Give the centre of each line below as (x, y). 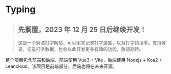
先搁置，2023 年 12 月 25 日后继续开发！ (82, 29)
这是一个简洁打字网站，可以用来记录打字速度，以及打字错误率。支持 (90, 43)
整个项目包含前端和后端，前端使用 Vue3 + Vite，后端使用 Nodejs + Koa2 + (84, 60)
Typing (20, 9)
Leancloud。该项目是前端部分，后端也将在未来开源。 (61, 66)
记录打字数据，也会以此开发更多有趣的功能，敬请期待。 (85, 49)
